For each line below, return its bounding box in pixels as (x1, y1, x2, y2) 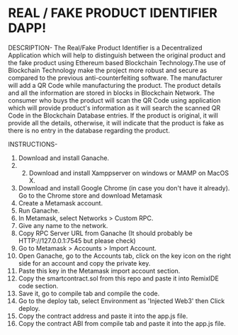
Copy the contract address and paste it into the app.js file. (18, 312, 188, 320)
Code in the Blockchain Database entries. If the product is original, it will (8, 111, 218, 120)
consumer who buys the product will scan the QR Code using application (8, 96, 221, 104)
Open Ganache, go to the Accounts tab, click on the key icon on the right (18, 251, 232, 260)
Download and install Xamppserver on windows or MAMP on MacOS (28, 169, 229, 177)
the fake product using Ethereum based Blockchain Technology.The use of (8, 58, 226, 67)
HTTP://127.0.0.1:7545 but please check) (18, 236, 137, 245)
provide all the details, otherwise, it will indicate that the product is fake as (8, 118, 225, 127)
